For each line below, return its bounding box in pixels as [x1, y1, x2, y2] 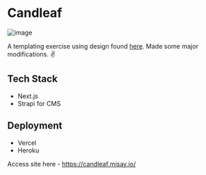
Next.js [17, 92, 39, 100]
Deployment [7, 120, 63, 132]
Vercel [17, 138, 37, 147]
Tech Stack [7, 73, 58, 85]
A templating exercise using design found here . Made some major [7, 42, 199, 50]
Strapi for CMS [17, 99, 61, 107]
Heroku [17, 146, 40, 155]
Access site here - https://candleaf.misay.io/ [7, 159, 136, 168]
